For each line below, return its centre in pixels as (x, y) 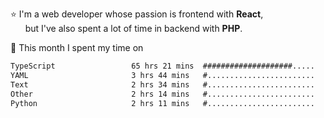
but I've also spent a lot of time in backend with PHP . (133, 28)
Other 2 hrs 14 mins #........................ (162, 94)
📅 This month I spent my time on (77, 47)
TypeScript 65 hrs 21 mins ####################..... (162, 66)
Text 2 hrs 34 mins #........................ (162, 84)
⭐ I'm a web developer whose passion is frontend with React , (137, 14)
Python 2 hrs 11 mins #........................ (162, 103)
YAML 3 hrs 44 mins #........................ (162, 75)
